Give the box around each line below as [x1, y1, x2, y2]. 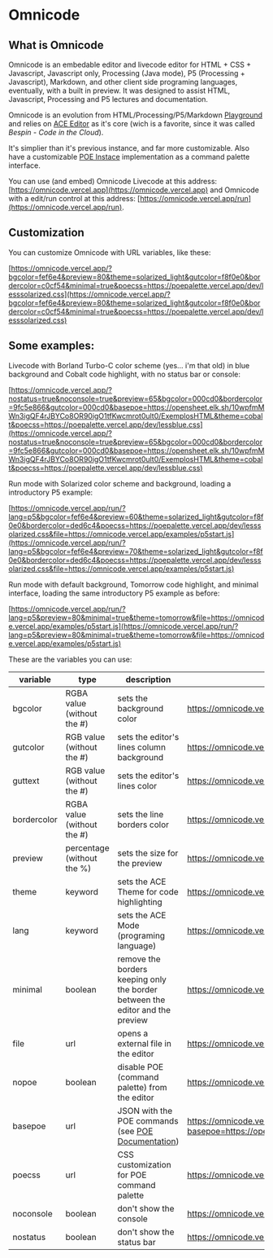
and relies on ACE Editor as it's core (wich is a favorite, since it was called [8, 119, 256, 128]
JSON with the [117, 1105, 173, 1116]
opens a [117, 1027, 149, 1039]
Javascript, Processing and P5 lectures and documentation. [8, 95, 209, 103]
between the [117, 994, 166, 1005]
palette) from [117, 1081, 168, 1093]
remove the [117, 953, 161, 965]
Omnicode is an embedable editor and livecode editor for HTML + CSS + [8, 59, 252, 69]
